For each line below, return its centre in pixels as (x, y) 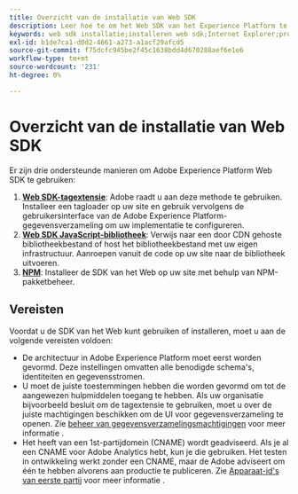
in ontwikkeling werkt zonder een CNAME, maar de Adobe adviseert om (153, 461)
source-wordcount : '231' (55, 67)
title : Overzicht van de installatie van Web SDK (103, 17)
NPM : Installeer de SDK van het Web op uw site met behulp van (138, 272)
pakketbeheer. (48, 281)
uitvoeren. (40, 263)
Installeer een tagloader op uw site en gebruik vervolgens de (133, 206)
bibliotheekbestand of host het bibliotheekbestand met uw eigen (140, 244)
